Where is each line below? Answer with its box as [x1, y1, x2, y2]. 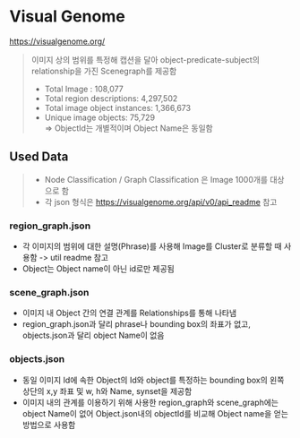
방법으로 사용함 [21, 419, 76, 430]
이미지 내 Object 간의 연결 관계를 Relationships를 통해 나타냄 [21, 307, 237, 319]
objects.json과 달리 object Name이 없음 [21, 330, 165, 341]
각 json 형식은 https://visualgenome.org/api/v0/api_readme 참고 [44, 196, 278, 207]
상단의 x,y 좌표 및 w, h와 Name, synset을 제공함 [21, 385, 193, 396]
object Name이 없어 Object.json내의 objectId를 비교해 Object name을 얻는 [21, 408, 289, 418]
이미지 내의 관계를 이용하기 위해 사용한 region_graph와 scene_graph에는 [21, 397, 279, 408]
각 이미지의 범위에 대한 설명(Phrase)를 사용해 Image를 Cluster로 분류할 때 [21, 241, 282, 252]
